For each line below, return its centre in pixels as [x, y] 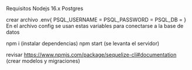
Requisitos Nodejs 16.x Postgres [45, 8]
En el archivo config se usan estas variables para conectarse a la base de [95, 26]
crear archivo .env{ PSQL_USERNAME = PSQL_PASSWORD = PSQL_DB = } [96, 20]
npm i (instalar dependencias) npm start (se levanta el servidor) [83, 43]
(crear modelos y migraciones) [43, 61]
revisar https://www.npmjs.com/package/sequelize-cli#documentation [91, 55]
